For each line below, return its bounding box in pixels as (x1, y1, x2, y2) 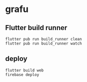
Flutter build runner (5, 23, 67, 32)
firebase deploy (5, 72, 39, 77)
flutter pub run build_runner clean (5, 36, 82, 41)
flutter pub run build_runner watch (5, 41, 82, 46)
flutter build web (5, 67, 44, 73)
